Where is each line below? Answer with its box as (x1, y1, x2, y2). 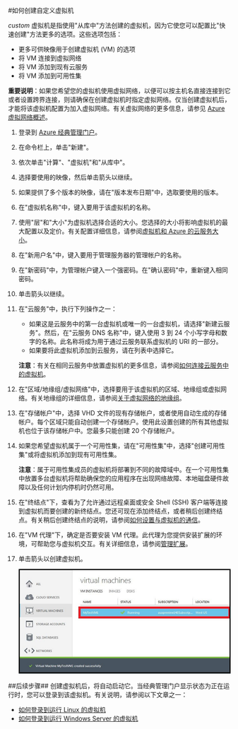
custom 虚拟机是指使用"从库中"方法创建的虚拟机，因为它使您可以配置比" (8, 21, 220, 30)
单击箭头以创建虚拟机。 (18, 555, 87, 563)
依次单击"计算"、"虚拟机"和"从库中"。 (18, 158, 129, 166)
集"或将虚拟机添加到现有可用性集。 (18, 451, 121, 458)
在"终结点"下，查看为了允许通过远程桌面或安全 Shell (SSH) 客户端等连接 (18, 498, 228, 506)
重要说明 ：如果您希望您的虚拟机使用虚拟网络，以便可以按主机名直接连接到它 (8, 87, 231, 95)
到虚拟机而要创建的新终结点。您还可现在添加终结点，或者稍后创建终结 (18, 507, 223, 515)
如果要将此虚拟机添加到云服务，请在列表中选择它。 (28, 346, 178, 355)
